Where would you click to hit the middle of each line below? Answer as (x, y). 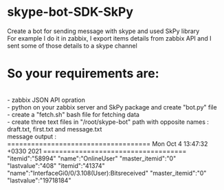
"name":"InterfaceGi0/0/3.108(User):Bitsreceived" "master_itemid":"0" (107, 173)
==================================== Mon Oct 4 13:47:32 (108, 144)
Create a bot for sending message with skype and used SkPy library (103, 31)
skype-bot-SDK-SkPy (70, 12)
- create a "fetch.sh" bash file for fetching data (73, 114)
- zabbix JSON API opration (46, 100)
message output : (32, 136)
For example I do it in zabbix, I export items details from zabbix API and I (109, 38)
